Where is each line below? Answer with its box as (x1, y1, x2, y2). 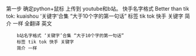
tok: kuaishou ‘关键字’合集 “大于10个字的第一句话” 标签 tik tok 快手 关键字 (6, 12, 184, 19)
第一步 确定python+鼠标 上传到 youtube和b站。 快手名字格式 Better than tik (6, 5, 190, 12)
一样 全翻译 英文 (12, 20, 52, 27)
